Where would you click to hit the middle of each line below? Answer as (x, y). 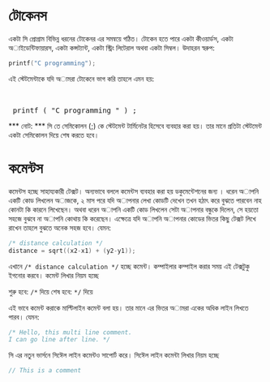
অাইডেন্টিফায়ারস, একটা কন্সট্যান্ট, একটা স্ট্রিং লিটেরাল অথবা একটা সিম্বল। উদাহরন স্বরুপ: (111, 48)
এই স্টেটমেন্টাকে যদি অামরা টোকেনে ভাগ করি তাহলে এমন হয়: (81, 79)
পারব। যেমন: (24, 317)
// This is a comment (45, 371)
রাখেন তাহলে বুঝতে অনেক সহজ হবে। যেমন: (60, 227)
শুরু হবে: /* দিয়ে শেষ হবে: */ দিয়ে (51, 291)
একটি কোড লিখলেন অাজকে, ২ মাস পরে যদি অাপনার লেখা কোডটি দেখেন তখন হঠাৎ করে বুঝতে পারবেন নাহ (135, 200)
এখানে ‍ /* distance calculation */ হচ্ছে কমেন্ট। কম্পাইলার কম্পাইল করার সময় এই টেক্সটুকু (129, 266)
